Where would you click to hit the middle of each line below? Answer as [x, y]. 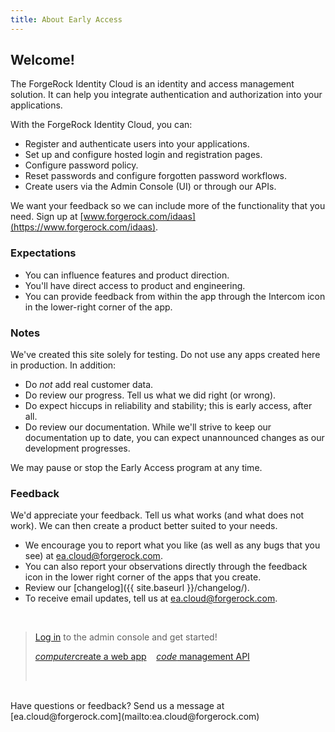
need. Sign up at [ [47, 217]
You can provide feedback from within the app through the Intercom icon [175, 296]
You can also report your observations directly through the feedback [166, 567]
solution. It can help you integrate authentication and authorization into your [166, 95]
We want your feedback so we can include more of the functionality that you [168, 206]
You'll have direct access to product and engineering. [135, 285]
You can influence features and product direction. [127, 275]
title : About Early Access [66, 19]
